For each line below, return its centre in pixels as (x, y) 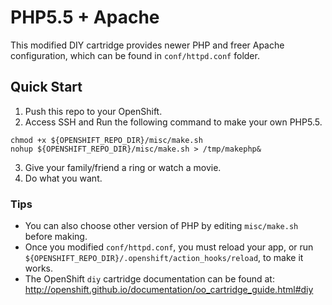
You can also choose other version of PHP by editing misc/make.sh (161, 226)
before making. (56, 237)
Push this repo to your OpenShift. (93, 111)
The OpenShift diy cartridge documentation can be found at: (149, 279)
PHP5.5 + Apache (85, 17)
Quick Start (46, 87)
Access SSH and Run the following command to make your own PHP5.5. (173, 122)
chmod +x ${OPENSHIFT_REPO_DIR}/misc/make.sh (106, 140)
